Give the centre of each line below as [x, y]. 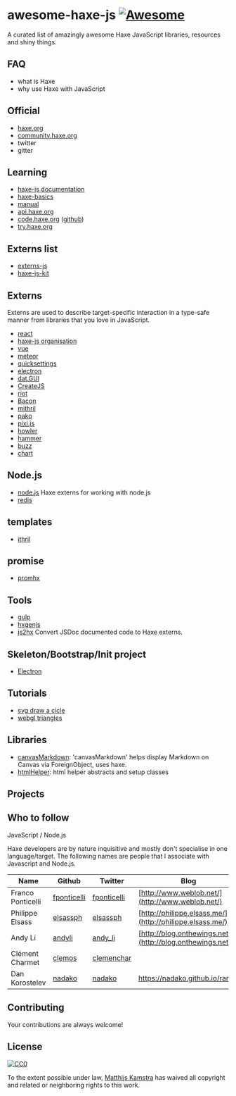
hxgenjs [29, 625]
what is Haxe [36, 81]
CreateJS [31, 386]
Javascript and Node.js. [41, 864]
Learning [27, 172]
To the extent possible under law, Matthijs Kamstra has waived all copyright [117, 1077]
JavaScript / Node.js [37, 835]
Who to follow [38, 818]
